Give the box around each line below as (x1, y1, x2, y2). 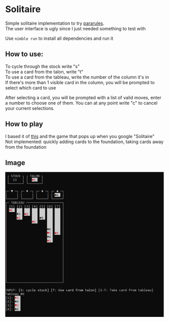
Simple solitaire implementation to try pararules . (5, 20, 105, 26)
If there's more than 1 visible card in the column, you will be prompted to (5, 79, 155, 85)
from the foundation (5, 144, 47, 150)
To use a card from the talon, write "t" (5, 69, 84, 75)
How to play (5, 120, 43, 128)
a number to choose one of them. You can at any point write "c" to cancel (5, 100, 157, 106)
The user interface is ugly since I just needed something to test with (5, 25, 146, 31)
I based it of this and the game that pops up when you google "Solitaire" (5, 133, 155, 139)
